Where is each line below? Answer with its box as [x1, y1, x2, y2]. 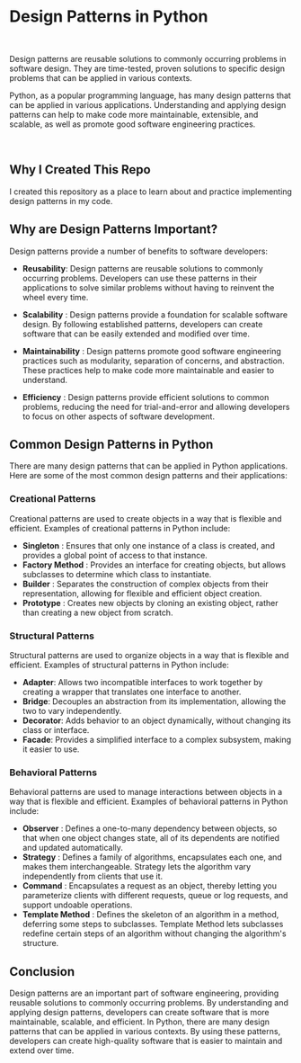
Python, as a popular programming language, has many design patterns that [9, 90, 292, 101]
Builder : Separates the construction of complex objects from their [22, 578, 269, 589]
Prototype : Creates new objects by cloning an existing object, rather [22, 597, 279, 608]
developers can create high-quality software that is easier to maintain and [9, 1036, 283, 1047]
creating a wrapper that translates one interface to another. [22, 686, 242, 697]
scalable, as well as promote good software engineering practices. [9, 119, 256, 130]
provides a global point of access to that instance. [22, 549, 208, 560]
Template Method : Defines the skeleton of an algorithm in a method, [22, 909, 279, 920]
